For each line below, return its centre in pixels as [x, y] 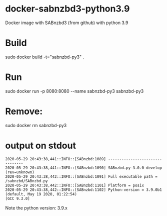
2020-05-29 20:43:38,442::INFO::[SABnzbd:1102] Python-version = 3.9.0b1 [84, 190]
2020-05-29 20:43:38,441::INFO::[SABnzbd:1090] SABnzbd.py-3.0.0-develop [84, 168]
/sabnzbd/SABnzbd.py [27, 181]
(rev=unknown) [20, 172]
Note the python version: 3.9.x [36, 208]
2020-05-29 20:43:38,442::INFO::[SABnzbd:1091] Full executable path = [81, 176]
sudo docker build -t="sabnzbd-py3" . [44, 57]
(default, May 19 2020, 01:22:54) [41, 194]
